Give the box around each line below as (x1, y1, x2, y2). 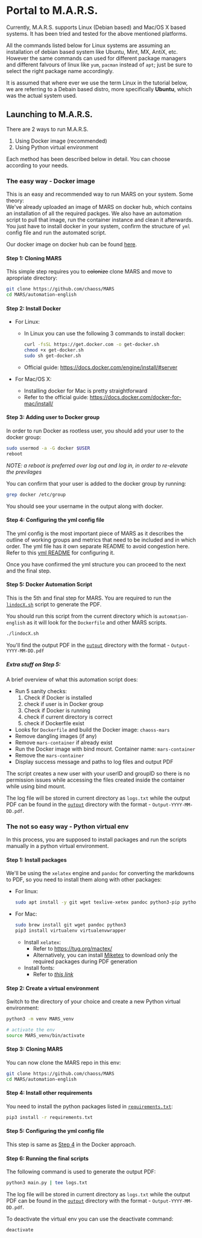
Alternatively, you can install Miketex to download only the (33, 952, 178, 959)
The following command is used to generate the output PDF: (6, 1168, 156, 1175)
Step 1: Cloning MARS (6, 254, 62, 261)
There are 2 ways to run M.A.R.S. (6, 125, 89, 133)
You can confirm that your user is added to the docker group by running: (6, 479, 187, 487)
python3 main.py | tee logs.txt (6, 1180, 87, 1186)
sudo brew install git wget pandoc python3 (14, 922, 127, 928)
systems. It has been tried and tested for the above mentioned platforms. (6, 30, 188, 37)
